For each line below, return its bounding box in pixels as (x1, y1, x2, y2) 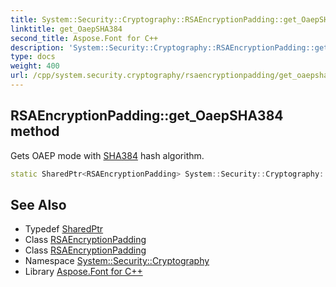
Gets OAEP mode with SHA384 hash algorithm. (10, 149, 205, 161)
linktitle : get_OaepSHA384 (10, 24, 123, 34)
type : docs (10, 52, 56, 62)
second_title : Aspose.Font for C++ (10, 33, 159, 43)
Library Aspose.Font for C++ (24, 266, 143, 278)
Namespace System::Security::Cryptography (24, 255, 210, 267)
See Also (10, 196, 67, 213)
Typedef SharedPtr (24, 223, 104, 235)
